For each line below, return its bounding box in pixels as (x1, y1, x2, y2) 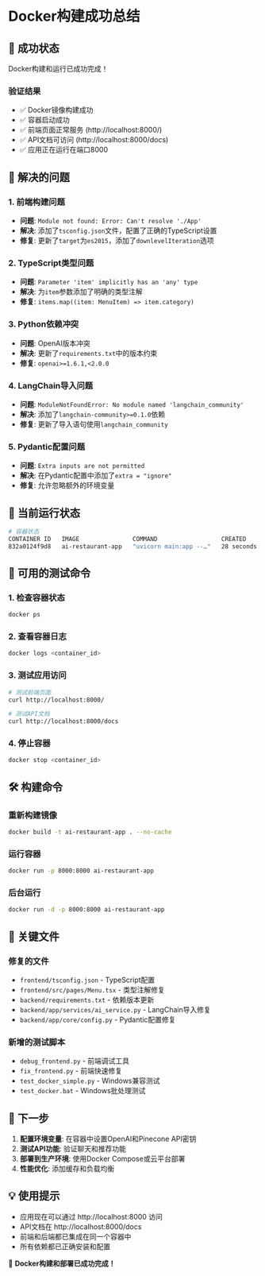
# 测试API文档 (8, 710, 50, 718)
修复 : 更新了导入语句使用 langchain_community (19, 419, 168, 429)
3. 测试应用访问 (8, 670, 67, 681)
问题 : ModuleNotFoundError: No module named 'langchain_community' (19, 399, 244, 409)
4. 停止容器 (8, 738, 51, 749)
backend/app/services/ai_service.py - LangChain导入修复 (19, 1004, 212, 1014)
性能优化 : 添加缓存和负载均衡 (19, 1164, 115, 1174)
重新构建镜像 (8, 810, 58, 821)
